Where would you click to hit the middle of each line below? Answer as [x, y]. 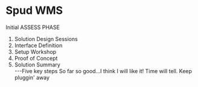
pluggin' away [32, 77]
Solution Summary [37, 65]
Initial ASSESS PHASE [33, 27]
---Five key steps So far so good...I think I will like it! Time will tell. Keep [103, 71]
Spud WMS [34, 11]
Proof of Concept [36, 58]
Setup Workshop [35, 51]
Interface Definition [38, 45]
